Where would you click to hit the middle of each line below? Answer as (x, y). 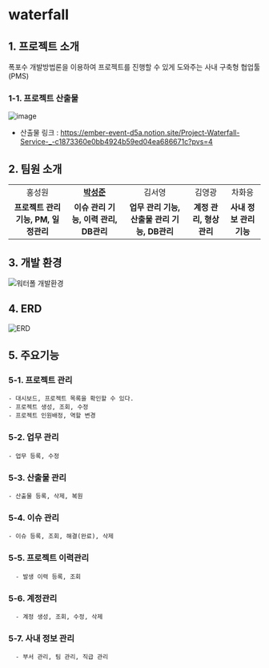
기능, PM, (33, 219)
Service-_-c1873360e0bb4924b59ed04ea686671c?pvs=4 (116, 142)
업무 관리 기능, (155, 207)
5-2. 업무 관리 (34, 437)
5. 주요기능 (34, 355)
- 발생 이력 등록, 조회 (48, 577)
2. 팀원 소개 (35, 169)
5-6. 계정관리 (33, 598)
